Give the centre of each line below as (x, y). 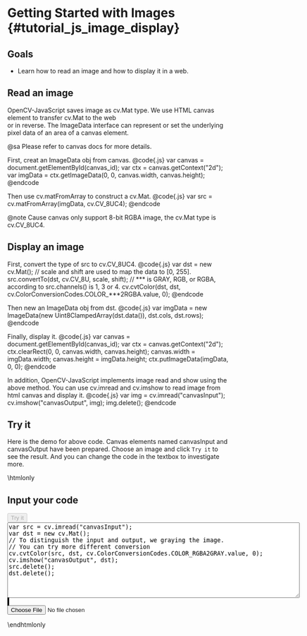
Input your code (43, 500)
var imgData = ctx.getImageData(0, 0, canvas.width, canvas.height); (106, 175)
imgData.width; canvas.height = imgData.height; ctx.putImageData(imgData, (118, 359)
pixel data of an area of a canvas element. (68, 133)
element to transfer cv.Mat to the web (62, 117)
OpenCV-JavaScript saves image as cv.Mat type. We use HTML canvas (111, 110)
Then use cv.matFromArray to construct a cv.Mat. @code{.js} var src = (110, 196)
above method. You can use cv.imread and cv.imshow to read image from (114, 388)
